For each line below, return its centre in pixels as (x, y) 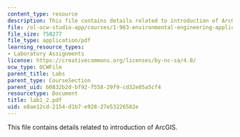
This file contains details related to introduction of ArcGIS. (92, 127)
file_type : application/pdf (49, 41)
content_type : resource (43, 14)
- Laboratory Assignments (46, 54)
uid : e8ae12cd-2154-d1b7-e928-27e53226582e (73, 107)
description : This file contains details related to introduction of (113, 21)
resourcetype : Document (43, 93)
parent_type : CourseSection (49, 80)
